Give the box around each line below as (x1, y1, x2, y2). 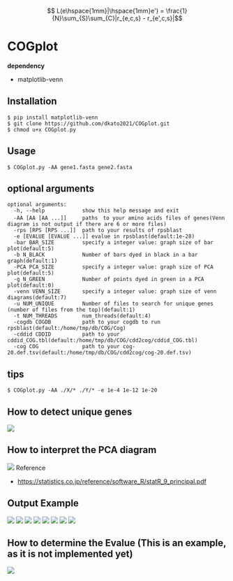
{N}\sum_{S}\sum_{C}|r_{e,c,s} (52, 14, 142, 22)
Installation (7, 95, 57, 108)
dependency (7, 62, 45, 70)
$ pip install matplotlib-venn (7, 114, 98, 121)
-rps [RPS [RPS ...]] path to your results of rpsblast (13, 227, 183, 234)
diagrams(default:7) (7, 294, 68, 301)
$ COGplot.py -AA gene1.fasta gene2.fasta (7, 164, 133, 171)
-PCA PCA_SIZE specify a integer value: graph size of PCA (13, 264, 214, 271)
